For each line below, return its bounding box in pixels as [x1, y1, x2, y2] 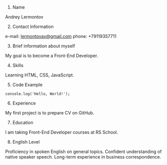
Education [12, 119, 33, 125]
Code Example [12, 82, 43, 87]
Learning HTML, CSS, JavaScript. [5, 72, 74, 78]
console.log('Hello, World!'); [5, 91, 70, 96]
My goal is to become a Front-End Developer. [5, 52, 98, 58]
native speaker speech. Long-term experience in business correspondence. [5, 154, 161, 159]
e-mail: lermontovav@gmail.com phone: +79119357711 [5, 33, 117, 39]
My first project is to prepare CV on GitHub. [5, 110, 95, 115]
